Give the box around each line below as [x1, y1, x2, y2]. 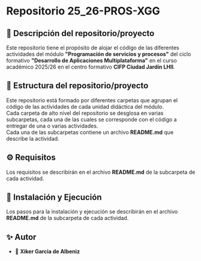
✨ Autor [6, 232, 37, 242]
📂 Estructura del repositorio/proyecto [6, 81, 149, 91]
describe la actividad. [6, 135, 59, 142]
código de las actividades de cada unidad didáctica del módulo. [6, 103, 164, 110]
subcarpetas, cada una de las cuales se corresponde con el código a [6, 115, 177, 123]
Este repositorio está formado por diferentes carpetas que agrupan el [6, 96, 178, 103]
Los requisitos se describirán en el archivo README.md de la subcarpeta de [6, 168, 196, 176]
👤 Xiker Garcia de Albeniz [14, 248, 80, 255]
